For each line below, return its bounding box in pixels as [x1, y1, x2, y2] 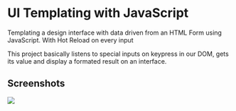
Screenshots [7, 78, 65, 90]
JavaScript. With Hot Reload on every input [7, 35, 134, 44]
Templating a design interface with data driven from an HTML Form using [7, 28, 222, 37]
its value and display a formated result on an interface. [7, 57, 167, 65]
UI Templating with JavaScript [7, 5, 189, 21]
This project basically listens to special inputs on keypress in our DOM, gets [7, 49, 229, 58]
